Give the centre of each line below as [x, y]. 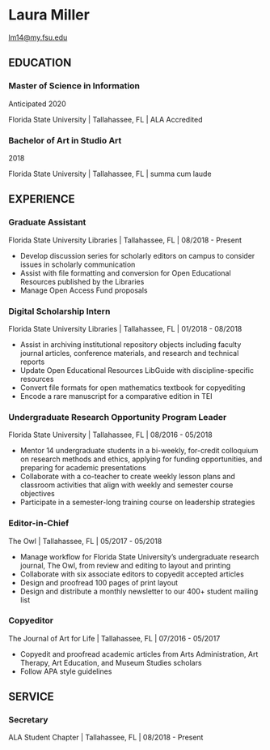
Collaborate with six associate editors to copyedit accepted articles [132, 574]
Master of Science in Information [74, 86]
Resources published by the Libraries [82, 281]
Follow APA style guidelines [66, 671]
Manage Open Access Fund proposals [84, 290]
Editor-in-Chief [39, 523]
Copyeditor [31, 620]
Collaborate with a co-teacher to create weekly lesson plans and [128, 477]
